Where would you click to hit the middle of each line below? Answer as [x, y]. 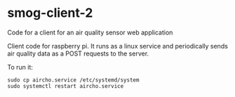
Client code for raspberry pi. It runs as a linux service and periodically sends [117, 46]
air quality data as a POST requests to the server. [78, 53]
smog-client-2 [50, 13]
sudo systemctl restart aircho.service [66, 86]
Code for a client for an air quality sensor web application [90, 32]
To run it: [20, 67]
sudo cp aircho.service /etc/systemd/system [73, 80]
